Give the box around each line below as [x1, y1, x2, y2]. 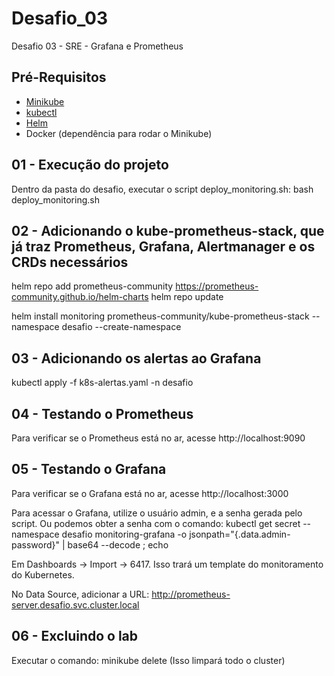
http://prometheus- [151, 588, 231, 600]
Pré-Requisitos [11, 69, 107, 86]
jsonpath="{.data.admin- [189, 528, 291, 540]
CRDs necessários [11, 253, 129, 271]
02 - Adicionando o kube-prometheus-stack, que [11, 222, 325, 239]
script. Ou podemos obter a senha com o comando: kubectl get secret [11, 517, 301, 529]
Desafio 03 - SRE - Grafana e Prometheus [11, 40, 184, 52]
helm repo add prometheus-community [11, 280, 174, 292]
